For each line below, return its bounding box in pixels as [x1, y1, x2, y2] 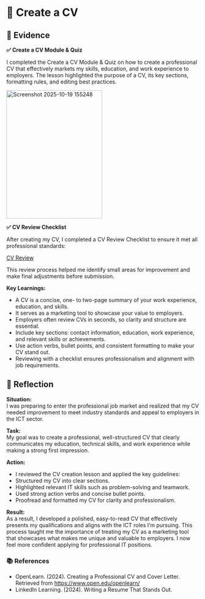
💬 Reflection [6, 379, 54, 390]
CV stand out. [15, 349, 50, 355]
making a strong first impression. [6, 446, 90, 454]
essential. [15, 322, 40, 330]
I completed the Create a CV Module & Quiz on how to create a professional [6, 58, 198, 66]
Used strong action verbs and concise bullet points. [15, 490, 146, 497]
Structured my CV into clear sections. [15, 477, 110, 484]
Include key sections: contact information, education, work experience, [15, 329, 195, 336]
